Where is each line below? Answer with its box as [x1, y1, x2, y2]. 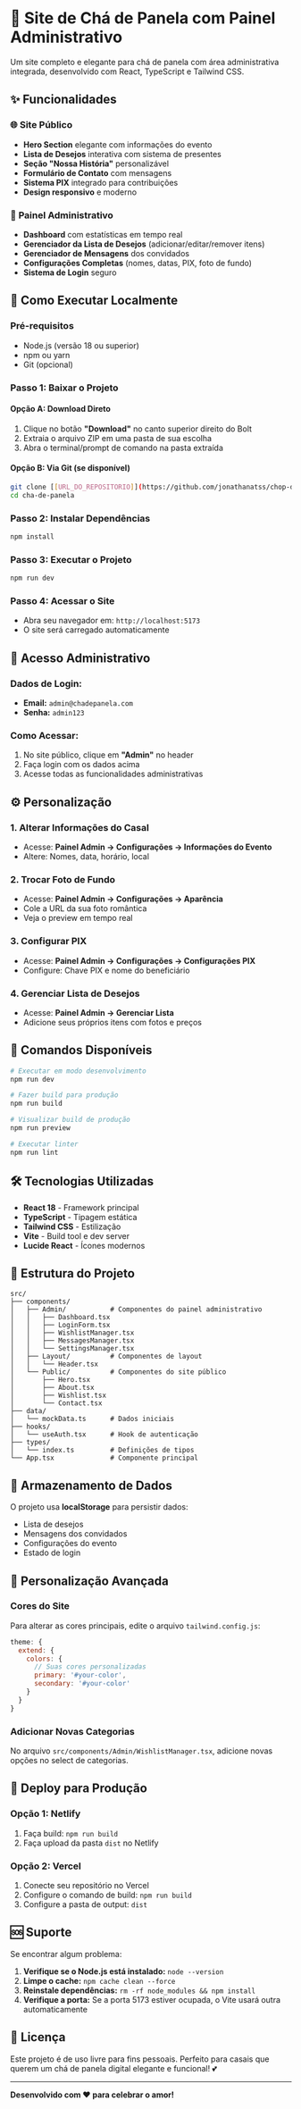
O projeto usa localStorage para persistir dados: [10, 1502, 188, 1512]
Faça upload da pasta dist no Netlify [22, 1837, 159, 1848]
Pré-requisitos [10, 320, 74, 332]
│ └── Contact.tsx [10, 1399, 103, 1408]
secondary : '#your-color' [33, 1679, 130, 1688]
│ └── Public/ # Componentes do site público [10, 1368, 227, 1377]
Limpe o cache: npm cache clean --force [22, 1975, 176, 1986]
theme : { [10, 1637, 43, 1646]
